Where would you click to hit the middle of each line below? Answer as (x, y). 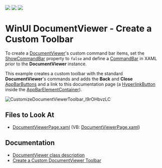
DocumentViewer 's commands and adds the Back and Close (69, 79)
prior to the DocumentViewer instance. (46, 64)
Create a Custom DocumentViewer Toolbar (57, 160)
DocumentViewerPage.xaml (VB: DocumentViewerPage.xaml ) (76, 127)
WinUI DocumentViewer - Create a (78, 29)
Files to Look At (30, 115)
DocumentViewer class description (49, 155)
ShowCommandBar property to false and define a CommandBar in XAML (81, 58)
